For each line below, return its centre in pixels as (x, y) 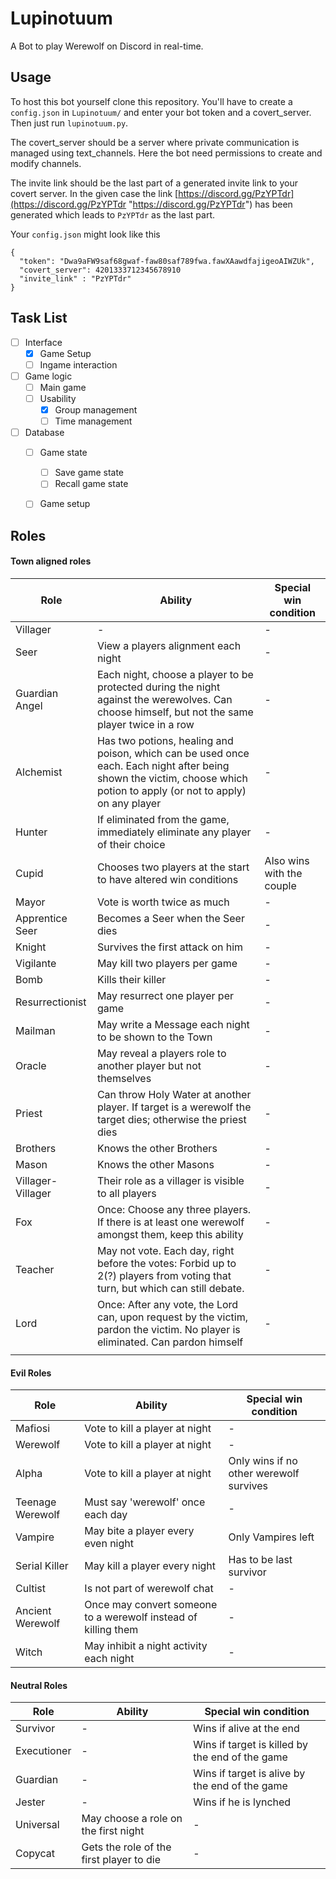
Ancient (33, 1611)
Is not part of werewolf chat (149, 1589)
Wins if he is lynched (242, 1802)
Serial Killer (42, 1566)
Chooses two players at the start (173, 867)
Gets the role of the (126, 1847)
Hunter (31, 832)
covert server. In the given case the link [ (94, 193)
